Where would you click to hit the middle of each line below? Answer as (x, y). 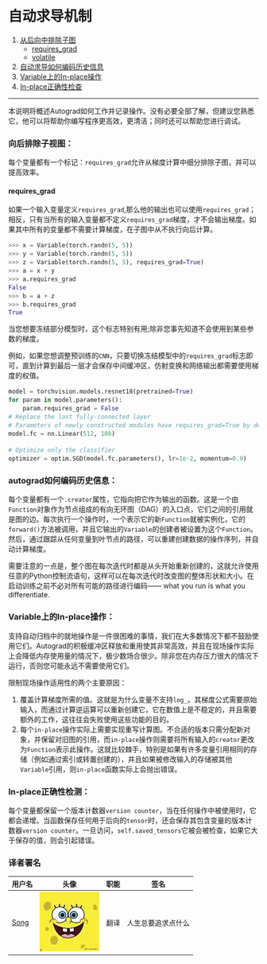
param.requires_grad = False (71, 409)
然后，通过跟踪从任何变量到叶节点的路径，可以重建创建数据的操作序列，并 (130, 539)
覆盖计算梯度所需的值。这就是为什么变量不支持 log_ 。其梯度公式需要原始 (138, 699)
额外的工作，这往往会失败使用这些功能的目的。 (96, 719)
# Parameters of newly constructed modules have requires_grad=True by (129, 425)
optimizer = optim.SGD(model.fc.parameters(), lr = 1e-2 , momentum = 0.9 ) (128, 459)
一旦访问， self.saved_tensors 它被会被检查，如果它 (167, 830)
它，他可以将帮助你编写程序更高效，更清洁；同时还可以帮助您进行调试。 (126, 121)
